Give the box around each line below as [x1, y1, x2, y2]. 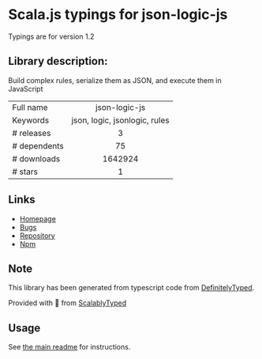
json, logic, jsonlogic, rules [71, 115, 170, 126]
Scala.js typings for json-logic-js [8, 6, 228, 24]
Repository [19, 231, 55, 240]
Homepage [19, 214, 57, 223]
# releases [12, 127, 51, 138]
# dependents [12, 140, 65, 151]
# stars [12, 166, 38, 177]
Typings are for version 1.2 [8, 32, 95, 41]
